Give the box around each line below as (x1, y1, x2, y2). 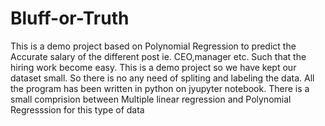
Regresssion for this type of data (10, 103, 145, 116)
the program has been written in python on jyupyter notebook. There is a (10, 82, 310, 94)
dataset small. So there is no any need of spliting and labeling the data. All (10, 72, 315, 84)
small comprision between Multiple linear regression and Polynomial (10, 93, 292, 105)
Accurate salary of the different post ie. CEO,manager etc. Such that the (10, 50, 307, 62)
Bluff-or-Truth (10, 7, 130, 30)
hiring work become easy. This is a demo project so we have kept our (10, 61, 297, 73)
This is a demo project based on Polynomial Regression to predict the (10, 40, 297, 52)
